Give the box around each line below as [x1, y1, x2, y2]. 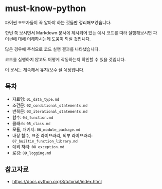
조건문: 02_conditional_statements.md [12, 102, 88, 108]
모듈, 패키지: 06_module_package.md [12, 126, 81, 132]
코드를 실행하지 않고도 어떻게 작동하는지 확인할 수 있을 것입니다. [5, 56, 126, 62]
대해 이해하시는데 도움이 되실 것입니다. [18, 36, 91, 42]
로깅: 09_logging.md [12, 150, 51, 156]
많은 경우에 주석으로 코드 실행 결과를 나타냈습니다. [5, 46, 100, 52]
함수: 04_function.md [12, 114, 54, 120]
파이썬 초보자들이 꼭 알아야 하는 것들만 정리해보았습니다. [5, 19, 112, 25]
